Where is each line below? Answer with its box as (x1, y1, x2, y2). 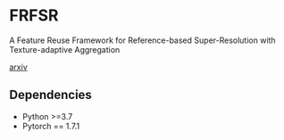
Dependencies (9, 87, 92, 103)
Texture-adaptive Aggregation (9, 44, 121, 54)
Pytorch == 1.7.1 (21, 120, 80, 131)
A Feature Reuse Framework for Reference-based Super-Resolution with (9, 35, 276, 45)
